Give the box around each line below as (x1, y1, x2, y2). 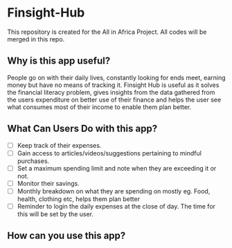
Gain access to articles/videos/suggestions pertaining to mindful (17, 149, 202, 157)
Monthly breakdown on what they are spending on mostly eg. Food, (17, 187, 211, 195)
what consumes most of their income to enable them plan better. (7, 102, 192, 111)
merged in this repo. (7, 35, 65, 43)
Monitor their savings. (17, 179, 80, 187)
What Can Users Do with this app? (7, 123, 158, 135)
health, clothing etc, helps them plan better (17, 195, 141, 203)
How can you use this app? (7, 230, 126, 242)
